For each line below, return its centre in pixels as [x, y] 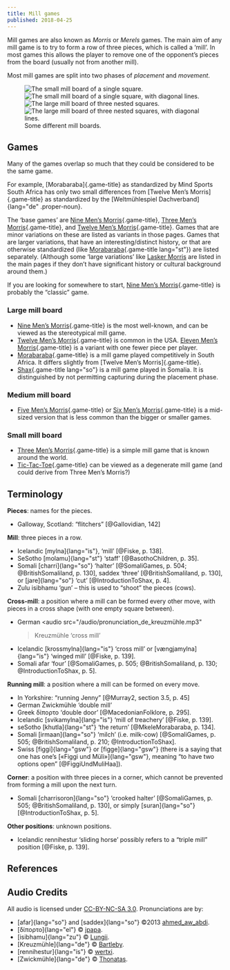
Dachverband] [179, 199]
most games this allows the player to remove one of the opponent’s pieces [113, 54]
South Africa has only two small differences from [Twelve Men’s [98, 192]
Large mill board [35, 310]
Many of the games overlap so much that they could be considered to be [111, 164]
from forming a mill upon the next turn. [62, 785]
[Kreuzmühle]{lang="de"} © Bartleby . [70, 944]
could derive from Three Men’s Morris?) [74, 472]
